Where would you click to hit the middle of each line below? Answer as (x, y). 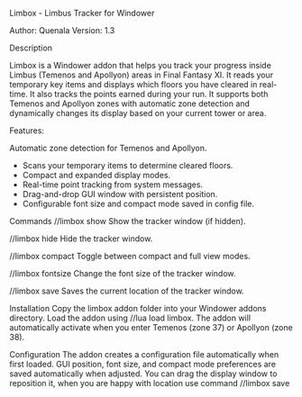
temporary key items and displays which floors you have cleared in (133, 84)
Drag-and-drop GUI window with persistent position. (120, 194)
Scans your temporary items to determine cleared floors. (128, 165)
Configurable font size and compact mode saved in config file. (138, 203)
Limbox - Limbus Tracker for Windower (82, 13)
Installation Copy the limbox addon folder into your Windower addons (138, 308)
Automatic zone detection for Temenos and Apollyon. (108, 148)
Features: (27, 131)
